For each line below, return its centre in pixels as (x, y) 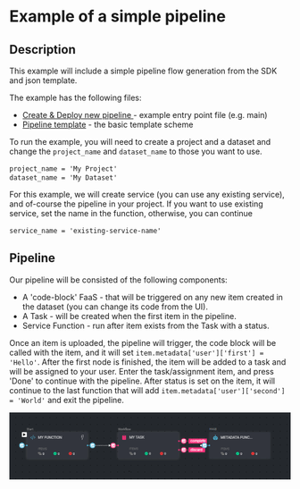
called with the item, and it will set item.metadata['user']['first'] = (137, 352)
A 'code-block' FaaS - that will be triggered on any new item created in (153, 297)
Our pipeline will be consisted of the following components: (118, 280)
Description (42, 50)
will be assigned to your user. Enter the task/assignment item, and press (142, 371)
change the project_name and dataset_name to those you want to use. (136, 151)
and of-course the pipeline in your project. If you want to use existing (136, 204)
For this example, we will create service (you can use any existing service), (147, 194)
